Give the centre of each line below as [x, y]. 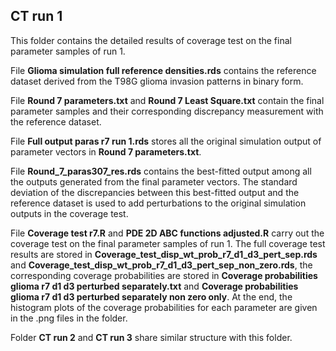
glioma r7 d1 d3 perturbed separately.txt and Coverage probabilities [154, 286]
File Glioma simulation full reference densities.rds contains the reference [163, 70]
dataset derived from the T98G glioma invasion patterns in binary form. [157, 81]
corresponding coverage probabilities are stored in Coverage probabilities [164, 275]
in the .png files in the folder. [69, 318]
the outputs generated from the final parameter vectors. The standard [154, 181]
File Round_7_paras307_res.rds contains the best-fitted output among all [161, 171]
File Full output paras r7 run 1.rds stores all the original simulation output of [166, 141]
